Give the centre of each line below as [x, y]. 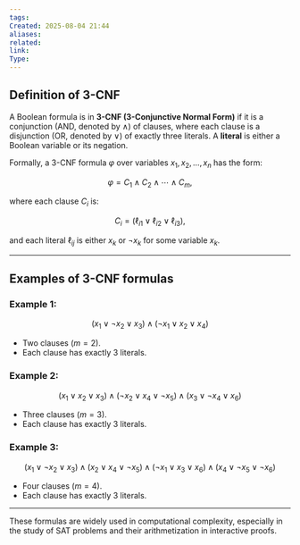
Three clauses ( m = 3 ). [64, 415]
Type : [19, 59]
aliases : [25, 34]
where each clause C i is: [54, 202]
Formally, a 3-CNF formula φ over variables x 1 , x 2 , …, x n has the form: [136, 163]
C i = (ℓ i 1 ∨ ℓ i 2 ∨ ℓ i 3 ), [150, 222]
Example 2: [34, 376]
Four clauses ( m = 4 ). [62, 486]
